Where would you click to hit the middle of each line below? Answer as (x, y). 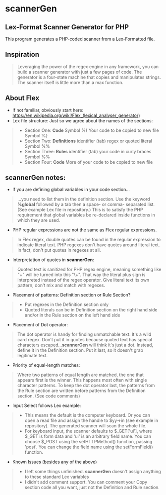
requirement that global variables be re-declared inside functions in (86, 215)
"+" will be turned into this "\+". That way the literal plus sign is (81, 275)
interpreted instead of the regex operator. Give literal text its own (83, 280)
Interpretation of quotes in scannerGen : (53, 260)
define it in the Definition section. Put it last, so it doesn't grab (80, 350)
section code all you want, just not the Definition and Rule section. (92, 488)
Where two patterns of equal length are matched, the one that (80, 375)
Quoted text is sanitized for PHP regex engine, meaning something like (89, 270)
